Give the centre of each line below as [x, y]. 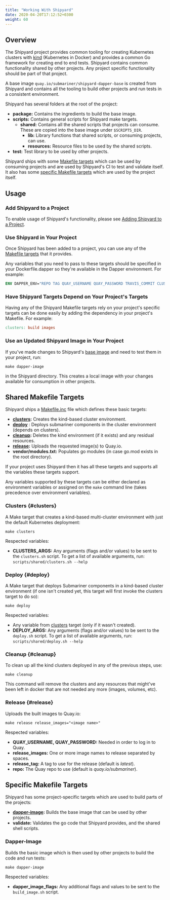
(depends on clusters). [36, 430]
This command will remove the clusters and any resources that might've [80, 684]
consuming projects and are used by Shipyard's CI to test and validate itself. [84, 167]
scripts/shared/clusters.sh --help [50, 562]
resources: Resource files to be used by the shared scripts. [90, 146]
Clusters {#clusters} [31, 506]
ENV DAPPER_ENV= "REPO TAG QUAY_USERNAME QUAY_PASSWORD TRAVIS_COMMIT [80, 284]
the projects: [18, 802]
